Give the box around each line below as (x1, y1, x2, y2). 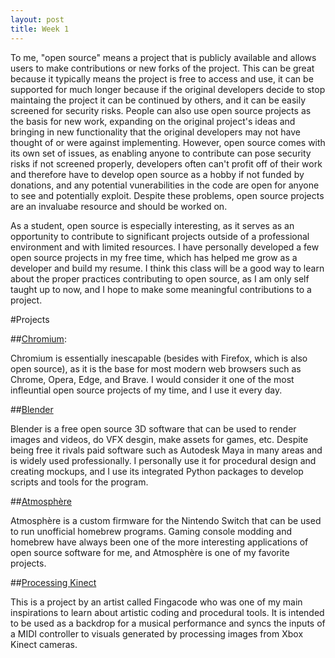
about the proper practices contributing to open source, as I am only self (10, 272, 310, 285)
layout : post (10, 14, 65, 25)
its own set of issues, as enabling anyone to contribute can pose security (10, 147, 312, 159)
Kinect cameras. (10, 638, 78, 650)
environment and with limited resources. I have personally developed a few (10, 241, 320, 253)
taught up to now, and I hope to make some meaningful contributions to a (10, 283, 312, 295)
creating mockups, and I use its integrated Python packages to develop (10, 465, 304, 477)
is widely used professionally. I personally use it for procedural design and (10, 454, 317, 466)
